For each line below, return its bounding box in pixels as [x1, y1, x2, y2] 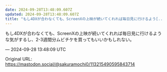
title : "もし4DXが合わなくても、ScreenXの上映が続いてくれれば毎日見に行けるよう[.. [5, 16, 163, 21]
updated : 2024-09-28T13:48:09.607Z [5, 12, 79, 17]
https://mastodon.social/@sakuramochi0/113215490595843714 [5, 61, 136, 67]
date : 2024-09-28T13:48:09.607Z [5, 7, 72, 12]
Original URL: [5, 56, 32, 62]
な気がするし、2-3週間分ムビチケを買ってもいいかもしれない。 [5, 36, 135, 42]
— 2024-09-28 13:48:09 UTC [5, 46, 66, 52]
